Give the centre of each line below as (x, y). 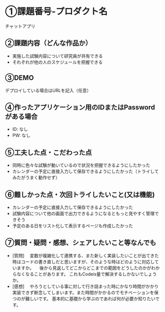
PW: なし (21, 135)
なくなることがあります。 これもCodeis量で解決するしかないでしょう (87, 274)
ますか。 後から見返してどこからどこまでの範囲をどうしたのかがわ (86, 268)
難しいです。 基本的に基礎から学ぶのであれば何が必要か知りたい (90, 298)
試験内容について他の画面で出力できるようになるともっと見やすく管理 (83, 213)
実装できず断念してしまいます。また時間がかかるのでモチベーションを (83, 292)
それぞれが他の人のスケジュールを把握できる (57, 62)
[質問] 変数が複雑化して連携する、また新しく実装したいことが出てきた (85, 255)
